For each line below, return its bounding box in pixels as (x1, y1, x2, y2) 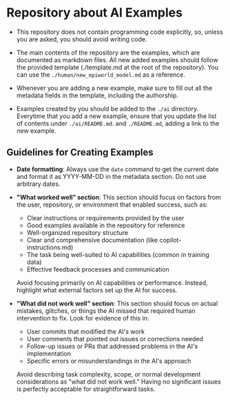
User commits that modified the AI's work (26, 327, 145, 336)
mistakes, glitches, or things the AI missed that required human (16, 306, 196, 315)
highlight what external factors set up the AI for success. (16, 285, 178, 294)
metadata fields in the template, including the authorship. (16, 91, 178, 99)
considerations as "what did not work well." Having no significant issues (16, 377, 221, 385)
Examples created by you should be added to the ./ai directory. (16, 104, 199, 113)
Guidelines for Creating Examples (6, 146, 154, 158)
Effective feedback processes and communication (26, 265, 169, 274)
